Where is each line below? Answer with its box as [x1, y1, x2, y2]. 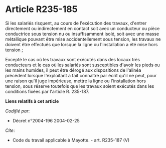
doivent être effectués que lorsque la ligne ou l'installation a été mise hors [5, 41, 158, 47]
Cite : [5, 127, 15, 133]
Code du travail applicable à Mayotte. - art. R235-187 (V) [12, 137, 130, 143]
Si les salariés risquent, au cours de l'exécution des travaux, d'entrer [5, 20, 147, 26]
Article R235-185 [5, 4, 78, 15]
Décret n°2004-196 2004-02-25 [12, 117, 80, 123]
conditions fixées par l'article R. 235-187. [5, 88, 89, 94]
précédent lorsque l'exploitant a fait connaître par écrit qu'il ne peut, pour [5, 72, 157, 78]
